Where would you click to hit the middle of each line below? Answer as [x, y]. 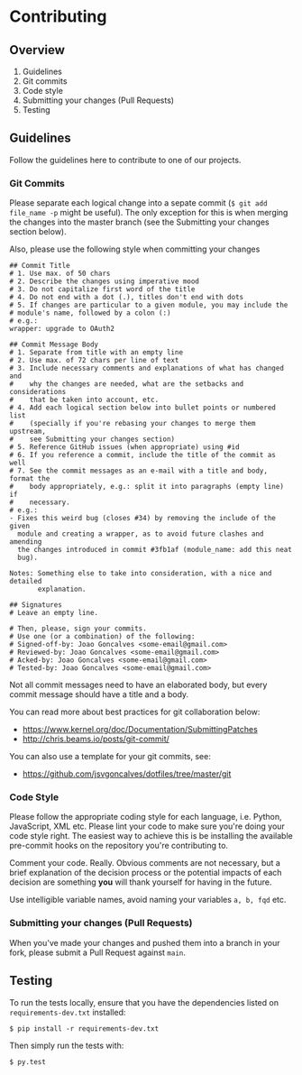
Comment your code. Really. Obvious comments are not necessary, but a [145, 863]
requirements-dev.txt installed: [68, 1012]
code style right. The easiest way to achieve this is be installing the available [151, 836]
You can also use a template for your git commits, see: [110, 757]
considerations [38, 392]
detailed [26, 582]
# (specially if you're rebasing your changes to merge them [133, 424]
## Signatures [36, 605]
